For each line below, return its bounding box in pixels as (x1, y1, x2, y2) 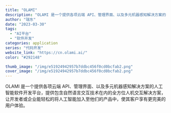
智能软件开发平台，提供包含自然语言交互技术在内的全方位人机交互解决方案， (5, 90, 166, 96)
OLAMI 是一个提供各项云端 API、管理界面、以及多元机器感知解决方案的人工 (5, 83, 163, 90)
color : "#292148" (5, 54, 42, 60)
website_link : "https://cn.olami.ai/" (5, 50, 88, 55)
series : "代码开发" (5, 45, 44, 50)
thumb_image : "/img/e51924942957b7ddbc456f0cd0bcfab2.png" (5, 64, 133, 69)
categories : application (5, 41, 58, 46)
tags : (5, 26, 17, 32)
